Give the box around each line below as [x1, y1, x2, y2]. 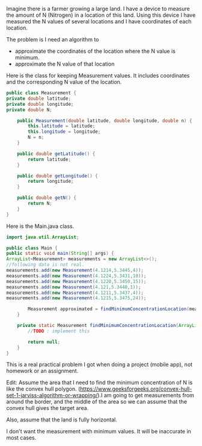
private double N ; [6, 106, 52, 113]
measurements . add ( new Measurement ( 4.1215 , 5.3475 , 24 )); [6, 295, 147, 301]
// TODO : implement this [28, 328, 90, 334]
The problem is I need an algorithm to [6, 36, 99, 43]
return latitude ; [28, 156, 71, 162]
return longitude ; [28, 179, 74, 185]
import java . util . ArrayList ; [6, 234, 79, 240]
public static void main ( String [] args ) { [6, 251, 114, 257]
